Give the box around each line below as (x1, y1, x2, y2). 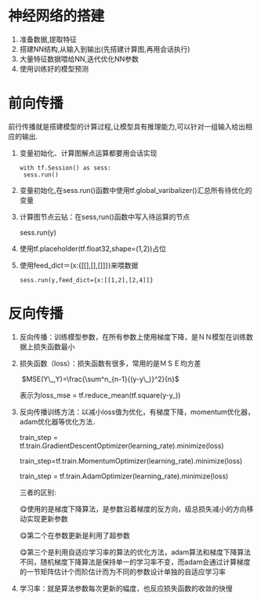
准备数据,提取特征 (19, 35, 77, 44)
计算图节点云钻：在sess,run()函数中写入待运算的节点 (19, 212, 190, 221)
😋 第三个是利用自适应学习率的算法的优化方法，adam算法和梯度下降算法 (19, 547, 251, 557)
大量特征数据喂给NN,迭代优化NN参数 (19, 54, 140, 64)
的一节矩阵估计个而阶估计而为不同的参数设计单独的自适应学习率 (19, 566, 226, 576)
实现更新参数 (26, 514, 68, 523)
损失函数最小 (33, 342, 75, 351)
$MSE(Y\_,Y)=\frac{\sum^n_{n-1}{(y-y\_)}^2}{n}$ (21, 374, 179, 384)
